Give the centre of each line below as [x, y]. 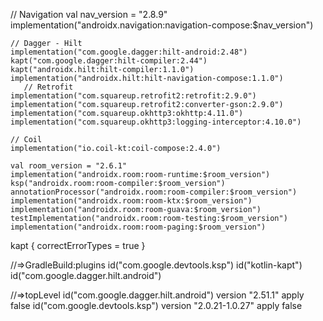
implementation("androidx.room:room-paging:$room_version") [138, 227]
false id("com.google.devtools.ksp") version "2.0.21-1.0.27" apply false [156, 305]
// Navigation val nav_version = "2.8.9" [89, 14]
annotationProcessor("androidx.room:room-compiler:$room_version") [154, 192]
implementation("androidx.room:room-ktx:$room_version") [131, 201]
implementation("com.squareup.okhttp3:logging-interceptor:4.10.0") [156, 122]
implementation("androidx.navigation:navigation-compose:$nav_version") [162, 25]
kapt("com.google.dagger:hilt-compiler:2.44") [109, 61]
